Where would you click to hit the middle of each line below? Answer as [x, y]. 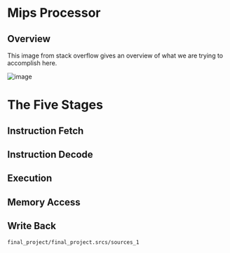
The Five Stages [55, 105]
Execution [30, 178]
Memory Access [44, 202]
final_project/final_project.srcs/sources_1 [73, 242]
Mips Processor [54, 13]
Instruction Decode [50, 155]
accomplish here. [32, 63]
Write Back [32, 226]
